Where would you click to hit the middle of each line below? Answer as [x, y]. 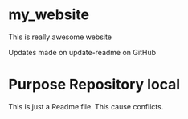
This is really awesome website [60, 37]
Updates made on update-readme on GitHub [82, 52]
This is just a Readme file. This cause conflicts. [86, 106]
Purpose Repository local [94, 85]
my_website [49, 15]
